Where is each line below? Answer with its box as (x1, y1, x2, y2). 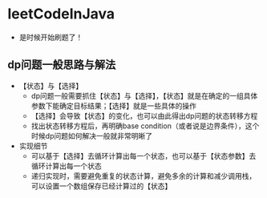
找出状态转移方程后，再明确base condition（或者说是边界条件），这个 (30, 121, 260, 131)
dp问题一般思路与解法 (7, 58, 116, 72)
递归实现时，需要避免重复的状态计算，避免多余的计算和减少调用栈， (30, 171, 257, 180)
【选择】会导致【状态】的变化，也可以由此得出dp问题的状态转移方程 (30, 111, 258, 120)
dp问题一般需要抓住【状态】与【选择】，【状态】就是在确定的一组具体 (30, 91, 258, 100)
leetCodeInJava (7, 5, 115, 23)
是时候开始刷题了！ (18, 32, 83, 42)
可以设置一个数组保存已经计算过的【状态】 (30, 181, 172, 191)
